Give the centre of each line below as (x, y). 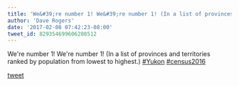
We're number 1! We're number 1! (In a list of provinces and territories (109, 54)
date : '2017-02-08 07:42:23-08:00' (60, 27)
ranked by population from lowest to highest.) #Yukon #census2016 (107, 62)
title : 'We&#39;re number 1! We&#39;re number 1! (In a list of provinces (121, 14)
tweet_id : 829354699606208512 (52, 34)
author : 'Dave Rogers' (41, 21)
